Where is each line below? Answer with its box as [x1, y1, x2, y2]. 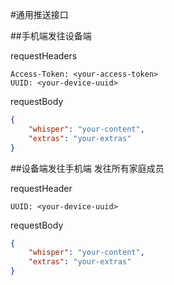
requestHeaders [10, 50, 78, 62]
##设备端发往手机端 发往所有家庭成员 [10, 162, 165, 174]
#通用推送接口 [10, 9, 69, 20]
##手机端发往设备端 [10, 30, 92, 42]
